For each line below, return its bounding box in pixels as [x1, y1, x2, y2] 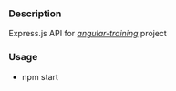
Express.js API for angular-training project [8, 28, 168, 39]
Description [8, 7, 62, 20]
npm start [21, 71, 58, 82]
